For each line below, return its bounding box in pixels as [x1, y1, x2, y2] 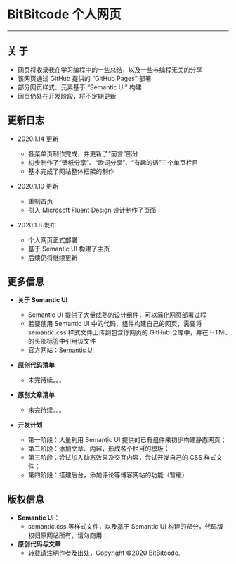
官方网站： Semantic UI [27, 346, 95, 354]
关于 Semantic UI [17, 296, 68, 304]
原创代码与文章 [17, 540, 61, 549]
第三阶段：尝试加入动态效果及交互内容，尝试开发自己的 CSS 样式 [27, 453, 216, 462]
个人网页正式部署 [27, 235, 78, 244]
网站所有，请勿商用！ [46, 531, 109, 539]
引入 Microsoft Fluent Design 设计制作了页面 [27, 206, 157, 214]
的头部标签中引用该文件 [27, 337, 96, 346]
